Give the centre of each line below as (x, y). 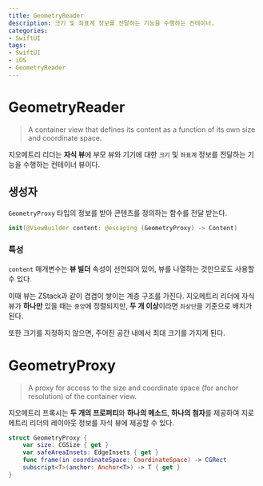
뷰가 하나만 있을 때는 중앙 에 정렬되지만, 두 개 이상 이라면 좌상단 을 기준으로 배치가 (130, 305)
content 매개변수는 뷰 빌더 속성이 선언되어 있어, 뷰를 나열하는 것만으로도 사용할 (131, 269)
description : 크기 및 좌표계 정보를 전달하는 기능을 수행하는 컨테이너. (112, 23)
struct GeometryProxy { (48, 438)
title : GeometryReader (46, 16)
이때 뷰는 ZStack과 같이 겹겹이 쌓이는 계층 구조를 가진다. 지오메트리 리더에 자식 (131, 296)
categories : (28, 30)
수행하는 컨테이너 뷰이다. (62, 164)
